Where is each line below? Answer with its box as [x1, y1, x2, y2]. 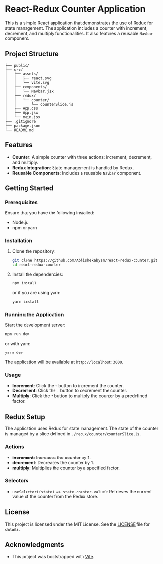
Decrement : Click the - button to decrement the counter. [12, 388, 128, 394]
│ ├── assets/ [5, 71, 38, 76]
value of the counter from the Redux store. [12, 493, 99, 499]
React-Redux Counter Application [5, 3, 146, 15]
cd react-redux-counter [12, 262, 61, 267]
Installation [5, 237, 33, 244]
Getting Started [5, 184, 54, 192]
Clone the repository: [12, 248, 55, 254]
